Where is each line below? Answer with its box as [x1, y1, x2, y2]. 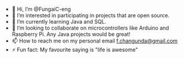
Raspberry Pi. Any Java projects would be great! [11, 31, 131, 38]
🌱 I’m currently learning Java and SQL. [11, 18, 107, 25]
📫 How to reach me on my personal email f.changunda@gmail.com [11, 37, 178, 44]
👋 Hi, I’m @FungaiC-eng [11, 6, 71, 12]
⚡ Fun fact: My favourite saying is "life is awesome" [11, 46, 138, 53]
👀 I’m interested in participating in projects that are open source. [11, 12, 170, 19]
